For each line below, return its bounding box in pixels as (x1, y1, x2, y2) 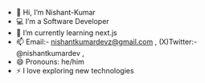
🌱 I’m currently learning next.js (15, 28, 118, 38)
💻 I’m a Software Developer (15, 17, 110, 26)
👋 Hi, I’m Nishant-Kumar (15, 8, 96, 17)
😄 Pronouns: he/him (15, 57, 84, 66)
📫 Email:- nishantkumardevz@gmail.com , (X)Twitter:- (15, 37, 198, 46)
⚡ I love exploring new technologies (15, 66, 134, 75)
